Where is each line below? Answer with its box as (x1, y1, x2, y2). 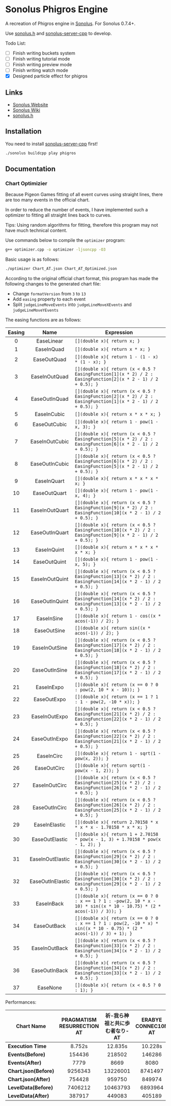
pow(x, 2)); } (74, 756, 109, 762)
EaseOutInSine (32, 667, 68, 674)
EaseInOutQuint (31, 575, 69, 583)
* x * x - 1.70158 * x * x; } (74, 824, 148, 831)
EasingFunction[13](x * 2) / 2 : (74, 574, 156, 579)
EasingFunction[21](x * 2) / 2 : (74, 711, 156, 717)
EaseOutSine (34, 627, 65, 634)
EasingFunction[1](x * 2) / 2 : (74, 371, 154, 377)
